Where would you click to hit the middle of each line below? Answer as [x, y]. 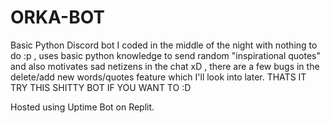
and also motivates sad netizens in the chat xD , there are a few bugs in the [165, 66]
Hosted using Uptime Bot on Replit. [82, 107]
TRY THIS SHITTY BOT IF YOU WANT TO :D [101, 87]
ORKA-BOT [58, 17]
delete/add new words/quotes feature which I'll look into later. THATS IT [158, 77]
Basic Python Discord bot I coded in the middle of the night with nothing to [164, 45]
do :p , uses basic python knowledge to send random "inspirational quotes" [165, 55]
